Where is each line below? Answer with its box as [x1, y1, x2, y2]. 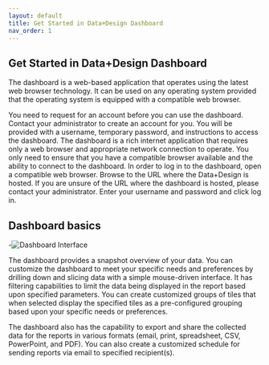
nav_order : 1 [8, 26, 52, 34]
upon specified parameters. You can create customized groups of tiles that [8, 290, 256, 299]
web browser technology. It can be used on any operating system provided [8, 86, 257, 96]
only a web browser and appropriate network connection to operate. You [8, 144, 249, 154]
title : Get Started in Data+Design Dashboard [8, 19, 163, 27]
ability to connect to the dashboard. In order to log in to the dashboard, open [8, 161, 262, 171]
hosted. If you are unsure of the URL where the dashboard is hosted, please [8, 178, 259, 189]
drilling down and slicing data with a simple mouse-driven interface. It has [8, 273, 253, 282]
